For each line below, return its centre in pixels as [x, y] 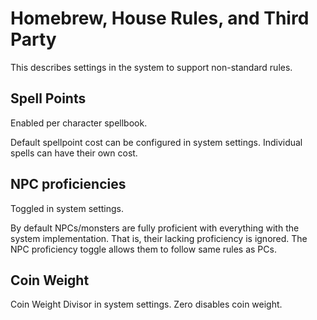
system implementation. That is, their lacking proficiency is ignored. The [159, 238]
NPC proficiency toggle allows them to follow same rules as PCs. [143, 249]
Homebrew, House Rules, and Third [160, 18]
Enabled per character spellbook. [79, 123]
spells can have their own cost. [74, 153]
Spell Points [48, 98]
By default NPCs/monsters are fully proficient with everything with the [155, 228]
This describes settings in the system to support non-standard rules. [151, 67]
